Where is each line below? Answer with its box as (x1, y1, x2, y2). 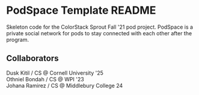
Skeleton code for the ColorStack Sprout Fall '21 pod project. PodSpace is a (6, 23, 194, 30)
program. (6, 36, 29, 43)
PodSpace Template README (6, 4, 156, 17)
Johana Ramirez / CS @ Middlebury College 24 (6, 82, 123, 89)
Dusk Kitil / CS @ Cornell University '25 (6, 69, 104, 76)
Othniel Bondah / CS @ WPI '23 (6, 75, 84, 82)
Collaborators (6, 53, 59, 63)
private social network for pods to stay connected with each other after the (6, 29, 192, 36)
